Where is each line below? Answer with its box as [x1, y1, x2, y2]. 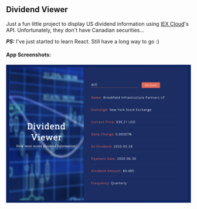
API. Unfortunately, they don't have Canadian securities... [6, 26, 145, 33]
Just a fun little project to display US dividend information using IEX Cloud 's [6, 20, 189, 27]
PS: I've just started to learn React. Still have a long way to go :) [6, 38, 159, 45]
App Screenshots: [6, 51, 52, 58]
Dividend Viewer [6, 5, 69, 15]
